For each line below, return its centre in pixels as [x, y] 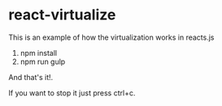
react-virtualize [62, 15]
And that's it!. [31, 77]
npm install [39, 53]
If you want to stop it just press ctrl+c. [72, 93]
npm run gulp [43, 61]
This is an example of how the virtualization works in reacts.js [111, 37]
